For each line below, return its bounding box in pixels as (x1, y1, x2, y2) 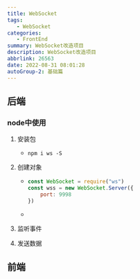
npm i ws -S (27, 150, 62, 157)
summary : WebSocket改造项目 (7, 42, 85, 49)
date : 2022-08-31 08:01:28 (7, 62, 85, 69)
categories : (7, 29, 42, 37)
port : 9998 (40, 191, 71, 198)
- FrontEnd (16, 36, 49, 43)
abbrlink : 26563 (7, 55, 54, 62)
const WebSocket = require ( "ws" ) (27, 178, 125, 186)
